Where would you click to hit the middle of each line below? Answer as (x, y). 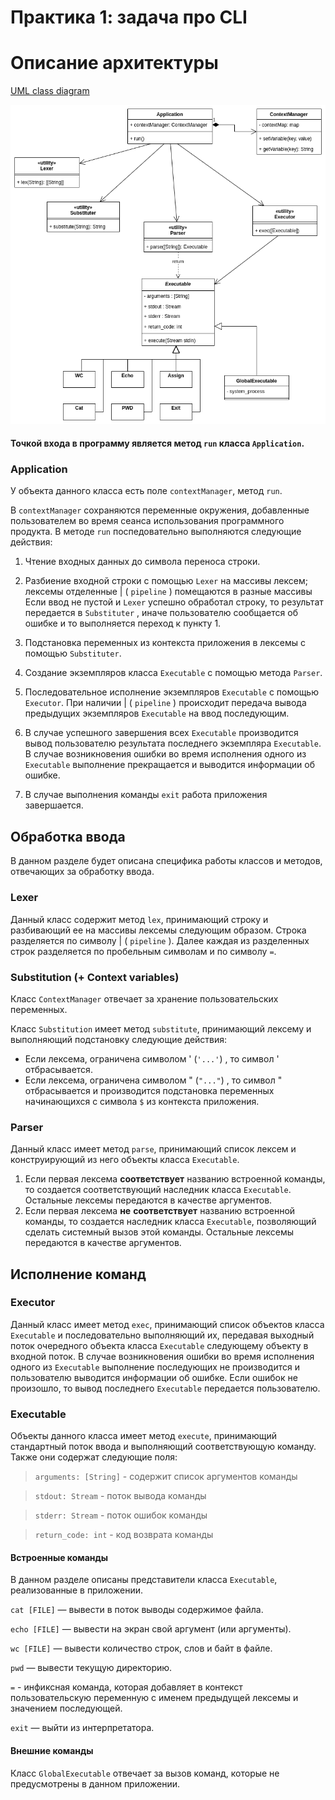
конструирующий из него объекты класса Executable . (125, 1160)
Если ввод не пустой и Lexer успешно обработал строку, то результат (174, 602)
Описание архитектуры (114, 63)
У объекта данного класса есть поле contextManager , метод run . (146, 491)
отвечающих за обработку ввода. (82, 872)
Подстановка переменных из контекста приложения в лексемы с (165, 643)
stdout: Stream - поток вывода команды (120, 1496)
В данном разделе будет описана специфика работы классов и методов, (166, 861)
